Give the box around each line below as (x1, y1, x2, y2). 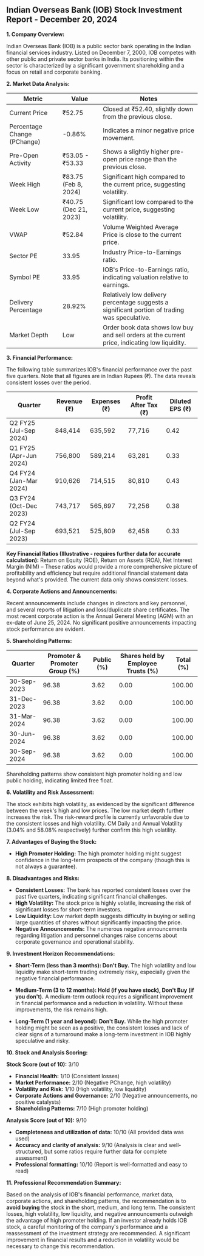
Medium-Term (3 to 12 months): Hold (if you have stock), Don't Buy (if (15, 986, 194, 994)
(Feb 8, (62, 180, 83, 188)
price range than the (118, 155, 177, 163)
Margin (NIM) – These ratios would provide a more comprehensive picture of (6, 563, 198, 570)
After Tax (130, 401, 158, 409)
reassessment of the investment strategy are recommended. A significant (6, 1229, 190, 1237)
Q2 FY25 (9, 418, 35, 427)
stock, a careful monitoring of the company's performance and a (6, 1223, 168, 1230)
